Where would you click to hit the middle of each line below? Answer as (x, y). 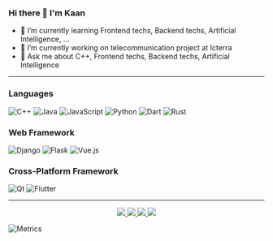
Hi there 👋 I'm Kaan (47, 13)
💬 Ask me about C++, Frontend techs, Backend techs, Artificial (125, 57)
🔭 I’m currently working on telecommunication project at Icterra (126, 48)
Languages (31, 94)
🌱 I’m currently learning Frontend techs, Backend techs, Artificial (128, 31)
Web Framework (41, 132)
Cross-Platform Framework (63, 171)
